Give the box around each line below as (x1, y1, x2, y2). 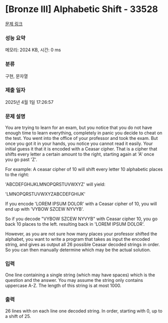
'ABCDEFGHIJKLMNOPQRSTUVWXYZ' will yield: (5, 182, 106, 188)
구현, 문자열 (5, 73, 28, 79)
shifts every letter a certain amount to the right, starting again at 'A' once (5, 151, 154, 157)
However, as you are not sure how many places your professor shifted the (5, 231, 157, 237)
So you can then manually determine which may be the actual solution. (5, 247, 151, 253)
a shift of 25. (5, 313, 31, 319)
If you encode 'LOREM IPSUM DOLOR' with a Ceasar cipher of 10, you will (5, 201, 157, 207)
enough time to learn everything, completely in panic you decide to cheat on (5, 130, 162, 136)
